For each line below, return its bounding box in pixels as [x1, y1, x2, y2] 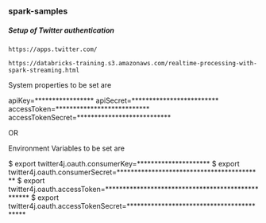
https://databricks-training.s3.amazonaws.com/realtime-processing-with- [8, 59, 258, 67]
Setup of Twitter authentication [8, 25, 115, 35]
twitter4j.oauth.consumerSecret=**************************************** [8, 167, 256, 177]
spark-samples [8, 6, 68, 17]
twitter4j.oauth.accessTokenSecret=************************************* [8, 201, 256, 210]
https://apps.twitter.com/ [8, 45, 98, 53]
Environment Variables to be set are [8, 143, 125, 153]
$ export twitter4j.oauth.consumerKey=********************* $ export [8, 158, 240, 168]
